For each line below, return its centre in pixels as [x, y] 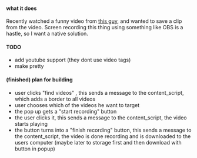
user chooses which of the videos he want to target [77, 105]
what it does [21, 8]
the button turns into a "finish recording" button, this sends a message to [103, 130]
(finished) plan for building [39, 80]
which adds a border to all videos [55, 99]
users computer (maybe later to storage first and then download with [98, 142]
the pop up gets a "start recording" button [66, 111]
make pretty [29, 66]
